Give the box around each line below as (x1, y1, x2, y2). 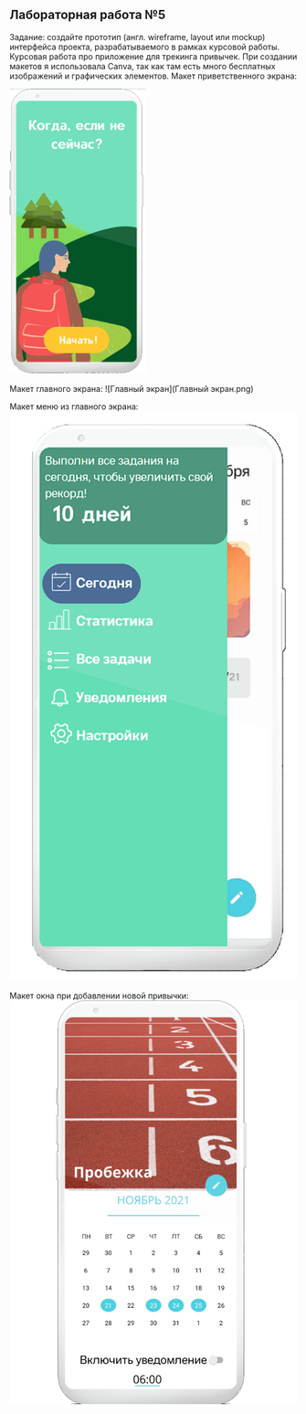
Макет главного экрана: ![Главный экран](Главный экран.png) (9, 383, 254, 394)
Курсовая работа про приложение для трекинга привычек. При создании (9, 50, 298, 62)
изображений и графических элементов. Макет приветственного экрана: (9, 70, 298, 81)
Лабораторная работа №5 (9, 7, 166, 23)
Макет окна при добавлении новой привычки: (9, 990, 189, 1001)
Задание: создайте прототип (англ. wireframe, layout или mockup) (9, 31, 266, 42)
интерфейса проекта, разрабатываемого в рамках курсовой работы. (9, 41, 280, 52)
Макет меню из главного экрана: (9, 401, 139, 412)
